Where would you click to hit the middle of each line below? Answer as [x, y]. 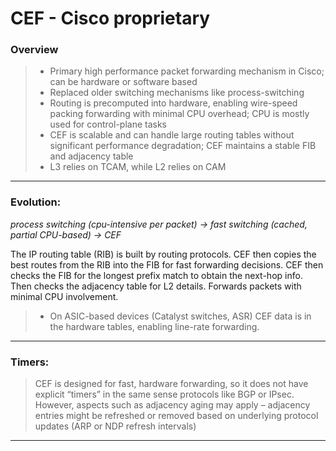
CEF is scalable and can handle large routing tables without [172, 135]
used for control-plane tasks [108, 124]
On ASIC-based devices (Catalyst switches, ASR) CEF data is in [180, 316]
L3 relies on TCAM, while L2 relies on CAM [138, 167]
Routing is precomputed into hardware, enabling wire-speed [173, 103]
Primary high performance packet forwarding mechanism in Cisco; [187, 71]
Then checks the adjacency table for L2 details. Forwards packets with [156, 286]
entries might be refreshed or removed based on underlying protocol [176, 416]
